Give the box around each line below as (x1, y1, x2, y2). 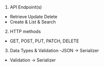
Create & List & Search (9, 19, 56, 25)
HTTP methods (9, 29, 41, 34)
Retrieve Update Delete (9, 14, 58, 19)
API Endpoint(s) (9, 4, 42, 10)
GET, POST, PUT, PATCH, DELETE (9, 38, 79, 44)
